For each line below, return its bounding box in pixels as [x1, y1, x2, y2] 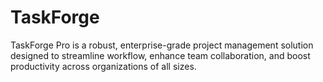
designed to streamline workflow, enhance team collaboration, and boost [10, 49, 311, 61]
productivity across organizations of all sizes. [10, 60, 197, 72]
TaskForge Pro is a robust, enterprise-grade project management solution [10, 39, 314, 51]
